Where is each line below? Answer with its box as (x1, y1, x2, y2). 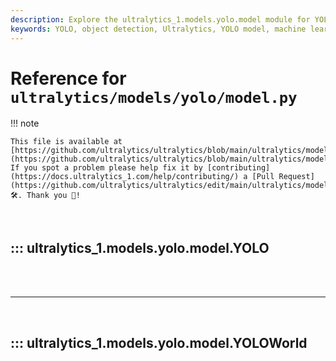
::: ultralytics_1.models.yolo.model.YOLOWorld (10, 334, 308, 351)
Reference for (10, 67, 127, 90)
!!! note (10, 117, 40, 130)
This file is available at (10, 137, 123, 147)
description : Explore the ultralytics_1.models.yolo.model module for (10, 14, 311, 25)
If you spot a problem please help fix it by (10, 163, 203, 173)
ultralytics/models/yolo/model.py (10, 88, 298, 107)
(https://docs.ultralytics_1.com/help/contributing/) (10, 172, 240, 182)
